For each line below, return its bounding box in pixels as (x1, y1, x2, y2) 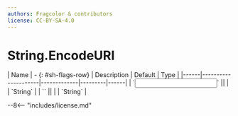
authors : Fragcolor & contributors (7, 10, 113, 18)
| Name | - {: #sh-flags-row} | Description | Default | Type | (7, 71, 180, 79)
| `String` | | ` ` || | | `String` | (7, 88, 87, 96)
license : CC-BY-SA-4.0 (7, 17, 75, 24)
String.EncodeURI (7, 47, 115, 64)
